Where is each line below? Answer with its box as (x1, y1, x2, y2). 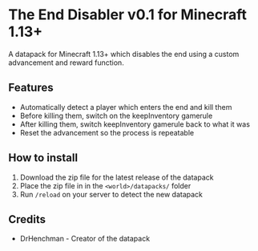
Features (8, 81, 54, 95)
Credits (8, 213, 46, 226)
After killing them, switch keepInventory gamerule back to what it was (19, 119, 251, 129)
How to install (8, 151, 79, 165)
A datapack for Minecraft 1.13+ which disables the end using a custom (8, 49, 240, 59)
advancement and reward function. (8, 58, 124, 67)
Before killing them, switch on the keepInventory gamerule (19, 111, 213, 120)
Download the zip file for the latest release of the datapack (19, 172, 214, 182)
